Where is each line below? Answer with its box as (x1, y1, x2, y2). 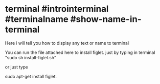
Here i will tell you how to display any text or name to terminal (5, 40, 129, 46)
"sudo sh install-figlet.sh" (5, 54, 56, 60)
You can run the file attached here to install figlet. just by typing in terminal (5, 50, 155, 55)
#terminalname (5, 14, 69, 25)
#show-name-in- (70, 14, 142, 25)
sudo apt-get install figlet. (5, 73, 57, 79)
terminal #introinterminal (5, 3, 109, 15)
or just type (5, 64, 28, 70)
